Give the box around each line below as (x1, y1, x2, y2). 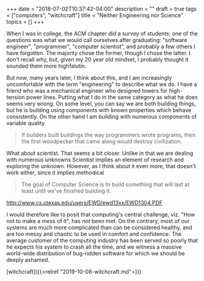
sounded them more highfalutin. (6, 62, 86, 69)
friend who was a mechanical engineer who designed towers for (6, 87, 168, 94)
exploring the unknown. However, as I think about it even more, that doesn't (6, 163, 196, 169)
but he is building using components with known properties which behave (6, 107, 192, 113)
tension (6, 94, 26, 101)
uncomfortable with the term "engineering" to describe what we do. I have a (6, 80, 197, 88)
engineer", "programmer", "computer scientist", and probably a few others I (6, 43, 196, 50)
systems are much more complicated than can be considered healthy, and (6, 224, 192, 231)
